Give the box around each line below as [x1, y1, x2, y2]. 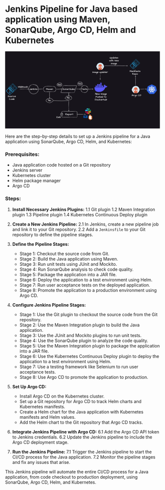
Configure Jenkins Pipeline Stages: [12, 302, 86, 308]
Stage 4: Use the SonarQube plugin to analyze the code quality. [19, 338, 148, 344]
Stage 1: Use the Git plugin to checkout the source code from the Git [19, 311, 158, 317]
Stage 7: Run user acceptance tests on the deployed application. [19, 282, 151, 288]
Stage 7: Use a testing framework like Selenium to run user [19, 364, 138, 370]
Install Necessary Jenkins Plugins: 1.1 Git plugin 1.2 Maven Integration [12, 206, 156, 212]
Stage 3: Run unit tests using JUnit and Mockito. [19, 261, 117, 267]
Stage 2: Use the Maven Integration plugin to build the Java [19, 322, 140, 328]
